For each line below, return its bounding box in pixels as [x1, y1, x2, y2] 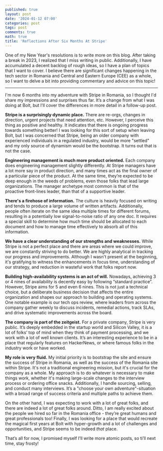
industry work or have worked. [5, 345, 66, 351]
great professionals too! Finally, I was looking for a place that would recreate [5, 415, 158, 421]
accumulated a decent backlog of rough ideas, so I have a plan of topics [5, 62, 149, 68]
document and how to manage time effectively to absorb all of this [5, 223, 138, 229]
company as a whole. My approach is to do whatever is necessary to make [5, 370, 154, 376]
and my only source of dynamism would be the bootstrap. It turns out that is [5, 143, 157, 148]
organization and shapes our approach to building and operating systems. [5, 294, 153, 300]
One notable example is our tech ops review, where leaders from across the [5, 299, 156, 305]
